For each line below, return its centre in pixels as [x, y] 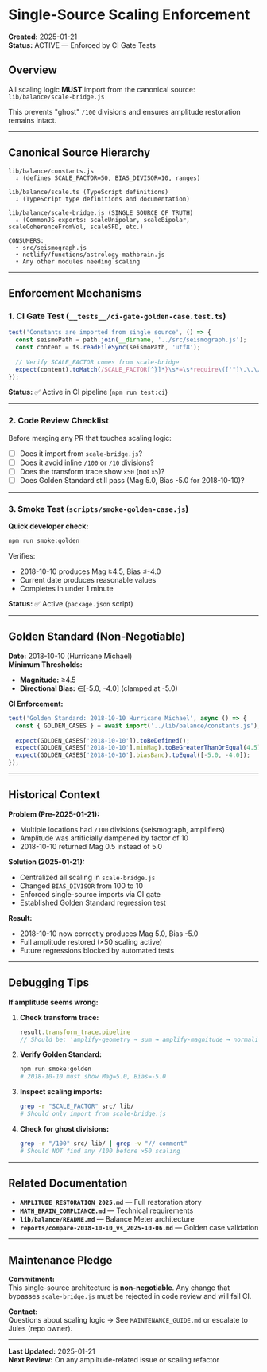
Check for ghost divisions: [64, 1128]
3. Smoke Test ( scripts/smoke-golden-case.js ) [99, 509]
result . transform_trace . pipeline [75, 1032]
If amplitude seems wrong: [53, 1002]
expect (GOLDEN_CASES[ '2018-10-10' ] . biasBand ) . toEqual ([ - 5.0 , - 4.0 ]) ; [133, 755]
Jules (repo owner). [41, 1329]
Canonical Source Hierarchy [79, 153]
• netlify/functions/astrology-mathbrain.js [90, 255]
